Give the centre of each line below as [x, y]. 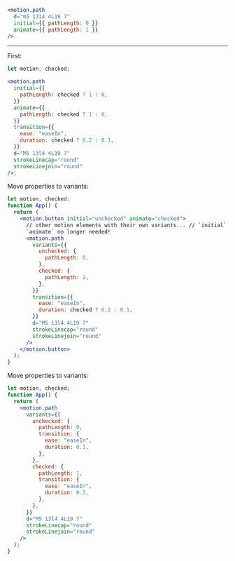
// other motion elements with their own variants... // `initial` [126, 225]
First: [15, 56]
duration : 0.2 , [67, 493]
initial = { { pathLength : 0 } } [56, 23]
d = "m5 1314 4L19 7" [42, 16]
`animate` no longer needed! [68, 231]
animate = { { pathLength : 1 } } [56, 29]
